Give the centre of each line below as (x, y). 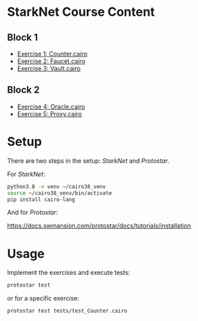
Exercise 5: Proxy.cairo (49, 113)
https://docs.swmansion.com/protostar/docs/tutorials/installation (99, 226)
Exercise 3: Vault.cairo (49, 68)
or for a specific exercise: (43, 298)
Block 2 (23, 90)
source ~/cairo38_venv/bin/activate (59, 193)
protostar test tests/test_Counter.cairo (67, 311)
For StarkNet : (26, 174)
